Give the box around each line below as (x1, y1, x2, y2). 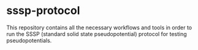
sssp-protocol (6, 4, 80, 18)
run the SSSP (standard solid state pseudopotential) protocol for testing (6, 30, 187, 37)
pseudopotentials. (6, 37, 52, 44)
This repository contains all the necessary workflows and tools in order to (6, 24, 192, 31)
